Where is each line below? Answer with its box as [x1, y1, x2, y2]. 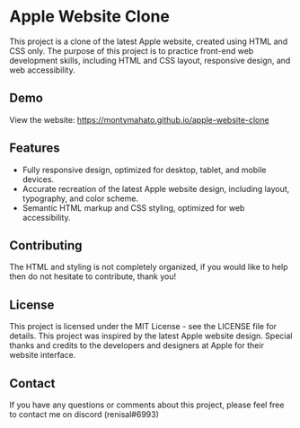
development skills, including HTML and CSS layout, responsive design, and [9, 55, 291, 66]
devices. [22, 173, 55, 185]
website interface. [9, 350, 76, 361]
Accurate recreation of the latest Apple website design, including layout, [22, 183, 290, 194]
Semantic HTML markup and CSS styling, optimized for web [22, 202, 245, 213]
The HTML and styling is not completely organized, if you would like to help [9, 262, 289, 273]
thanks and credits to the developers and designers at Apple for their [9, 340, 265, 351]
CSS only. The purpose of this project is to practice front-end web [9, 45, 254, 56]
